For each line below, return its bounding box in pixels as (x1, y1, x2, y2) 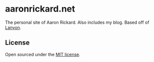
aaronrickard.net (5, 3, 76, 15)
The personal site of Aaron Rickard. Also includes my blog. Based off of (5, 19, 150, 25)
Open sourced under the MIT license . (5, 51, 81, 57)
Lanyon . (5, 24, 22, 30)
